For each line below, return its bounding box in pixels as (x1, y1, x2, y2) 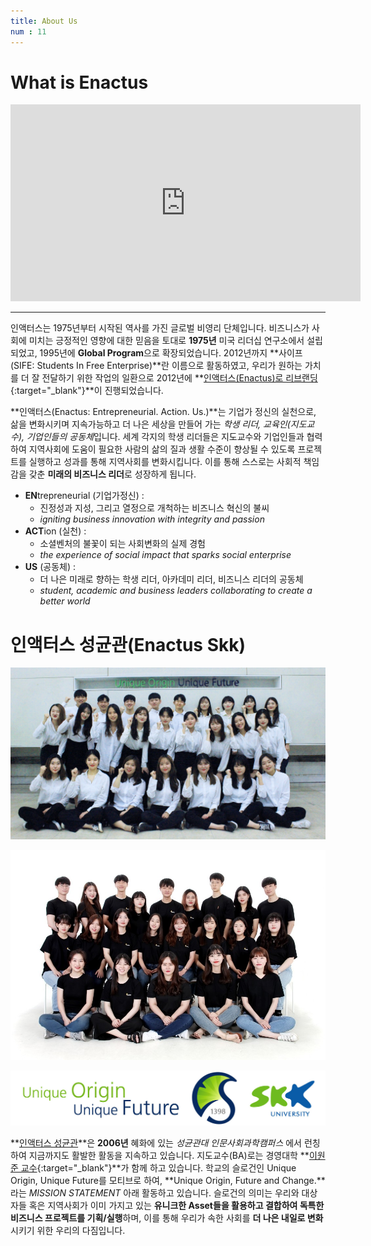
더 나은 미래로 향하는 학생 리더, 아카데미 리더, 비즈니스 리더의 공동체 (39, 573, 304, 585)
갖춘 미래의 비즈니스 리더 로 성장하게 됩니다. (28, 468, 197, 480)
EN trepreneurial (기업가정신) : (24, 490, 145, 502)
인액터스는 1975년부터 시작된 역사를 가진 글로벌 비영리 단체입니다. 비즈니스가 (10, 322, 310, 334)
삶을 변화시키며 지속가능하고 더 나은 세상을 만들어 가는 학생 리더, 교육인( (10, 418, 291, 430)
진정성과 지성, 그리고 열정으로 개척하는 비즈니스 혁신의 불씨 (39, 502, 270, 514)
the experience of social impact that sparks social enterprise (39, 549, 292, 561)
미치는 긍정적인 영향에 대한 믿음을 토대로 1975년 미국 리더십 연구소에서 (28, 335, 305, 347)
